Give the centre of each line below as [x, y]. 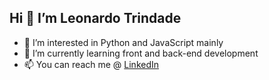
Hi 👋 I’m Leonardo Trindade [95, 18]
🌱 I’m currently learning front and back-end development [141, 53]
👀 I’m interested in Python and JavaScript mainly [123, 42]
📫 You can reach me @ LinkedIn [91, 64]
